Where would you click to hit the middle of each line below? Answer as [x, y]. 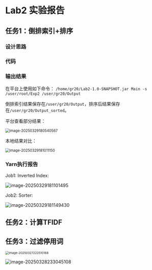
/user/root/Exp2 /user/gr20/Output [43, 94]
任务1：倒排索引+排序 [39, 31]
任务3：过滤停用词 [34, 241]
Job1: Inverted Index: [27, 176]
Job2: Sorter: [19, 195]
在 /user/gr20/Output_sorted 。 [37, 110]
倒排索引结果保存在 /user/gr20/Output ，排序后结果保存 [63, 104]
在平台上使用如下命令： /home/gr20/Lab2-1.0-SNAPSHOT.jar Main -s [76, 88]
